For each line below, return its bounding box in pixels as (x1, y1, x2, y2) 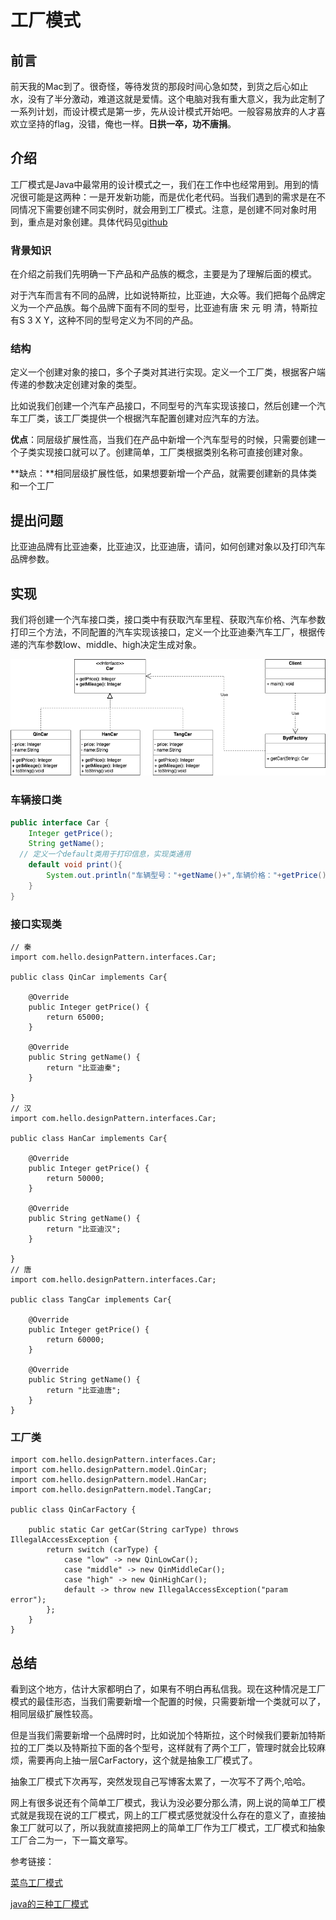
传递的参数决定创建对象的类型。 (10, 379, 142, 391)
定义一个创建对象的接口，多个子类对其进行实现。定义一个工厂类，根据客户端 (10, 366, 326, 378)
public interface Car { (10, 817, 110, 828)
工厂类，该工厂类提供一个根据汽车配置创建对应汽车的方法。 (18, 412, 265, 425)
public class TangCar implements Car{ (10, 1295, 172, 1305)
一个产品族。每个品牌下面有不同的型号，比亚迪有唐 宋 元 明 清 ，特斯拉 (27, 302, 318, 314)
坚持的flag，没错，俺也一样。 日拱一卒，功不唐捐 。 (27, 118, 237, 130)
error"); (10, 1595, 47, 1605)
